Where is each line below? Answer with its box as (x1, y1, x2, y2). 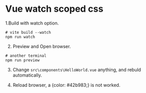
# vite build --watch (5, 30, 51, 35)
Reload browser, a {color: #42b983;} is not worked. (12, 82, 121, 88)
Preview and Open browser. (12, 43, 71, 49)
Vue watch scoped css (5, 3, 103, 15)
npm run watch (5, 34, 36, 39)
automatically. (12, 72, 42, 78)
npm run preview (5, 57, 40, 63)
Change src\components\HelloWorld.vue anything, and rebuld (12, 66, 141, 73)
